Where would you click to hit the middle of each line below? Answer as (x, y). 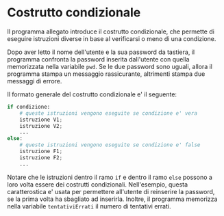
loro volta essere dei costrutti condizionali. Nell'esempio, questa (98, 184)
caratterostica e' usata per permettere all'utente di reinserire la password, (111, 191)
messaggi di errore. (35, 81)
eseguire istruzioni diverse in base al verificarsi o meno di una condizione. (112, 38)
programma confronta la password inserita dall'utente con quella (98, 59)
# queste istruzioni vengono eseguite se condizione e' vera (108, 113)
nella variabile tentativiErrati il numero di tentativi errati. (89, 206)
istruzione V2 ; (41, 126)
